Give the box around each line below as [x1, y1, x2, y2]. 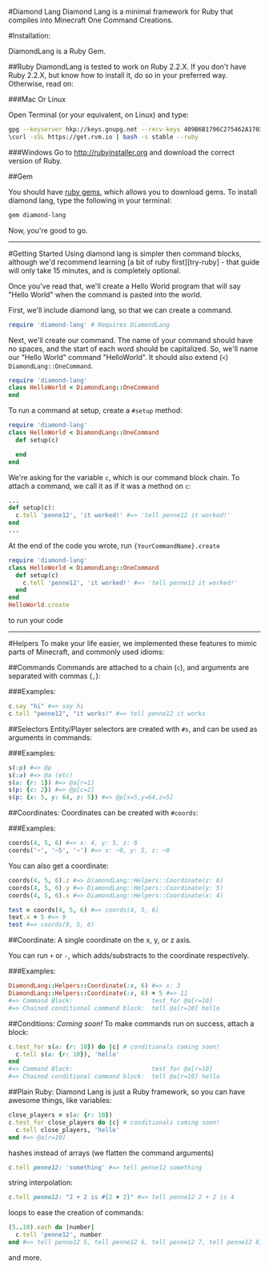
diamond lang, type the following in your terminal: [8, 196, 172, 205]
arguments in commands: [8, 733, 92, 742]
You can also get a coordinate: [8, 861, 109, 871]
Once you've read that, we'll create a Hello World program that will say [8, 281, 242, 291]
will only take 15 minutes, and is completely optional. [8, 265, 182, 275]
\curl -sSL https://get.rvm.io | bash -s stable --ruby [8, 132, 199, 141]
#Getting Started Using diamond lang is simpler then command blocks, [8, 249, 242, 258]
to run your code [8, 616, 64, 624]
